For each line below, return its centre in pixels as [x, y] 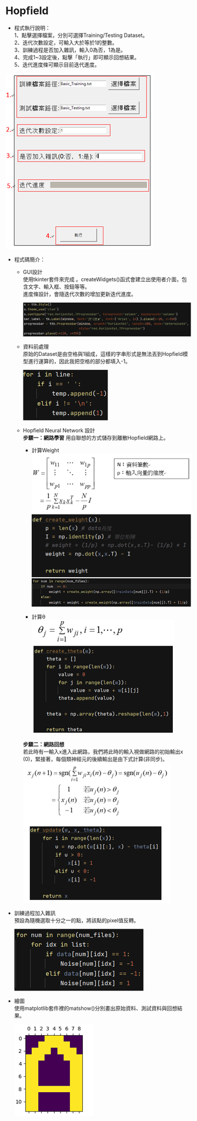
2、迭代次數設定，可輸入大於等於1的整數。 [66, 42]
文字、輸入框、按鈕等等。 [59, 286]
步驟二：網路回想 [44, 744]
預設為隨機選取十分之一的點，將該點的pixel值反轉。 [76, 920]
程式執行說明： [32, 28]
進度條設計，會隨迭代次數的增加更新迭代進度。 [79, 294]
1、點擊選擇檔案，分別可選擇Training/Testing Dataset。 [81, 35]
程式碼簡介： [29, 259]
